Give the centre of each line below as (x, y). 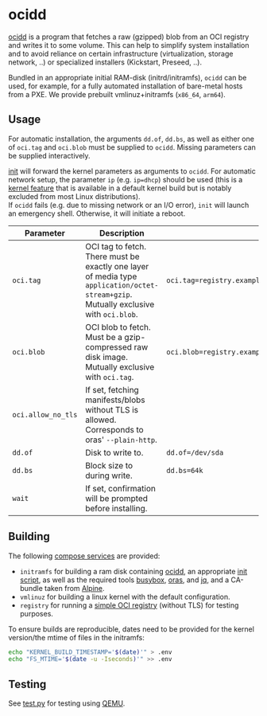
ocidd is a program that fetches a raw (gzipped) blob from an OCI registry (129, 37)
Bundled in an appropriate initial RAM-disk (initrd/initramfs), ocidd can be (128, 77)
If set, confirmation (120, 488)
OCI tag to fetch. (116, 246)
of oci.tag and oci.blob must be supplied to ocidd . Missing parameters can (132, 147)
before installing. (116, 508)
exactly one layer (117, 266)
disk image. (106, 357)
